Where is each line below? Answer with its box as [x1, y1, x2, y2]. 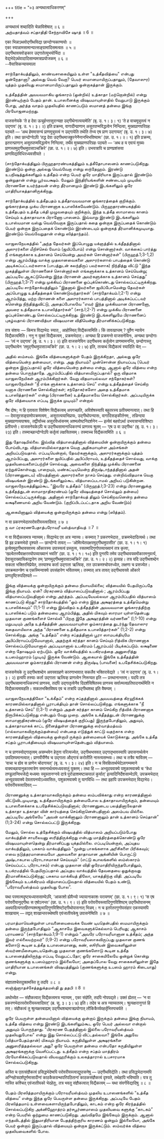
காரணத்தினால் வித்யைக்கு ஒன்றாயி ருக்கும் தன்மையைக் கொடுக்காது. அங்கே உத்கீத [5, 734, 158, 739]
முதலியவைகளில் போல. [5, 1128, 50, 1134]
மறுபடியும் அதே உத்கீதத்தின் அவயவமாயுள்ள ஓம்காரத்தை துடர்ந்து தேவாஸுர [5, 621, 148, 627]
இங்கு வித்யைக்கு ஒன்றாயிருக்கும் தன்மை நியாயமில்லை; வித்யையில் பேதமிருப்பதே [5, 583, 153, 588]
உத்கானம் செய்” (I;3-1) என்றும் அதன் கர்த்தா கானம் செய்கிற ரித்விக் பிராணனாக [5, 706, 154, 712]
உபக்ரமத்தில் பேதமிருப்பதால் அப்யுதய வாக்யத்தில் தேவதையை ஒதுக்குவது [5, 867, 141, 873]
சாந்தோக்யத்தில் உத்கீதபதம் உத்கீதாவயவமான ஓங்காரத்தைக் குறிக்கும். [5, 198, 136, 204]
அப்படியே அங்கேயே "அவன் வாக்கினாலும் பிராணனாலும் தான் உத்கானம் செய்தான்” [5, 814, 159, 820]
